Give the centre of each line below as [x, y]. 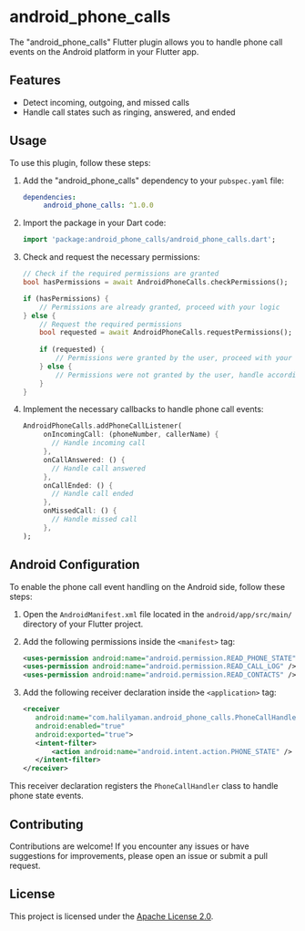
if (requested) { [72, 350]
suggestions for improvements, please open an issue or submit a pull [139, 855]
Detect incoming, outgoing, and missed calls [106, 102]
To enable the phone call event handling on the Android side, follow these [147, 586]
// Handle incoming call [98, 443]
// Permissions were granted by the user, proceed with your [174, 358]
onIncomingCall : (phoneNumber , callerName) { [131, 435]
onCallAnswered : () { [84, 460]
